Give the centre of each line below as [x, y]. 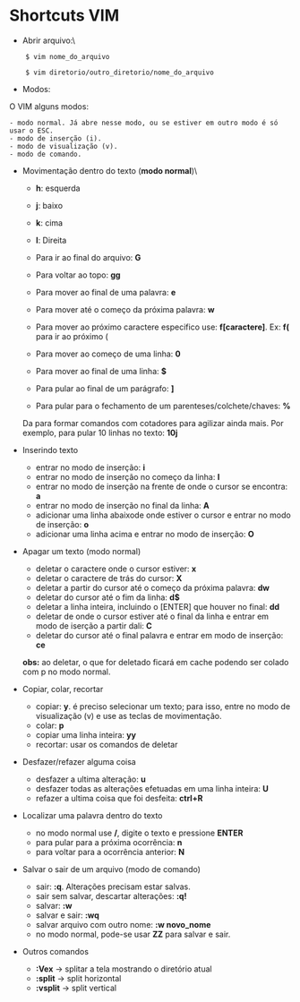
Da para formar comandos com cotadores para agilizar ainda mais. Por [153, 423]
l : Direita [51, 240]
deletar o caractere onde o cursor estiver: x [116, 569]
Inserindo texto [50, 450]
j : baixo [49, 205]
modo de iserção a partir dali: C [94, 625]
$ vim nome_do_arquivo [68, 56]
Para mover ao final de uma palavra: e [106, 292]
